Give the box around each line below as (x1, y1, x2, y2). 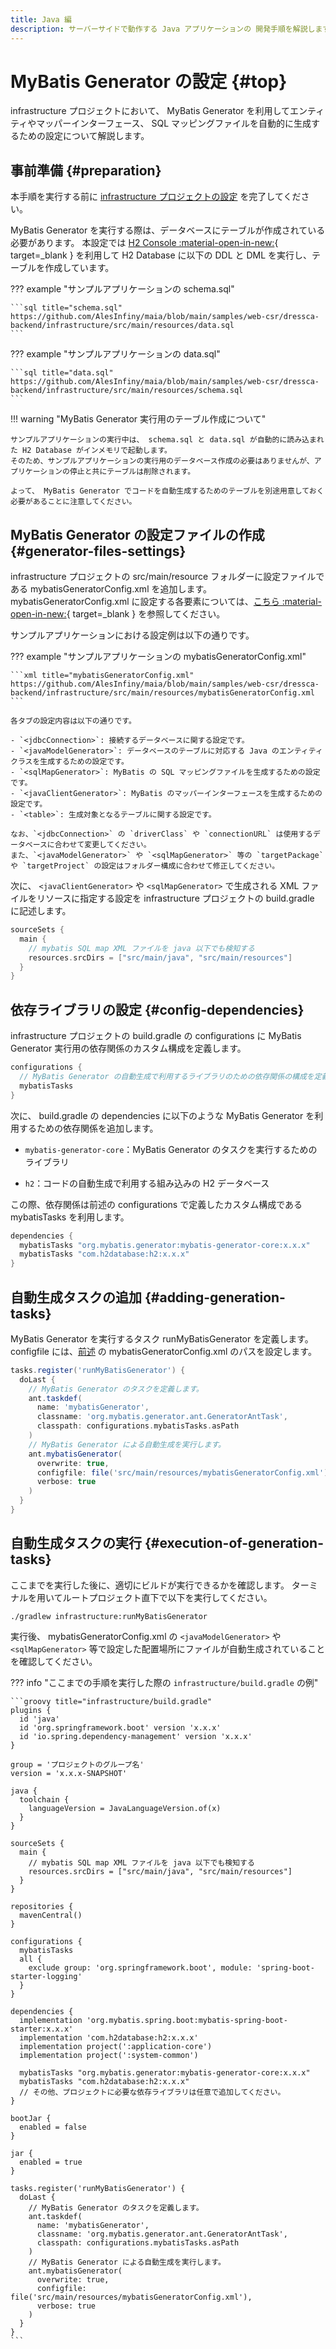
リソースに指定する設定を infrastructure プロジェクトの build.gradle (36, 892, 315, 905)
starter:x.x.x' (10, 2024, 74, 2034)
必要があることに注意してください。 (10, 497, 137, 507)
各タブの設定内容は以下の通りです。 (10, 716, 137, 726)
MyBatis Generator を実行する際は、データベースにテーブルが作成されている (10, 224, 326, 236)
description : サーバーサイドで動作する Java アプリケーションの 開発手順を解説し (10, 24, 316, 34)
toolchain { (19, 1794, 70, 1805)
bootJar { (10, 2113, 52, 2123)
